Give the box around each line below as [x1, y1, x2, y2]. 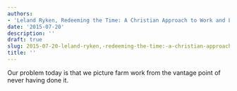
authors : [7, 10, 33, 17]
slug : [7, 43, 23, 50]
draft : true [7, 36, 42, 43]
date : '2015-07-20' [7, 23, 65, 30]
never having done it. [7, 76, 69, 84]
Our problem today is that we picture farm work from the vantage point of [7, 68, 221, 77]
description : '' [7, 29, 55, 37]
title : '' [7, 50, 37, 57]
